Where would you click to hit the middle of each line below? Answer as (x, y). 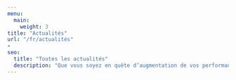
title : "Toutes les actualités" (61, 59)
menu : (15, 14)
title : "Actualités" (38, 33)
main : (22, 20)
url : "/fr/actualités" (40, 40)
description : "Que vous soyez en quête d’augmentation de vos (106, 65)
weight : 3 (34, 26)
